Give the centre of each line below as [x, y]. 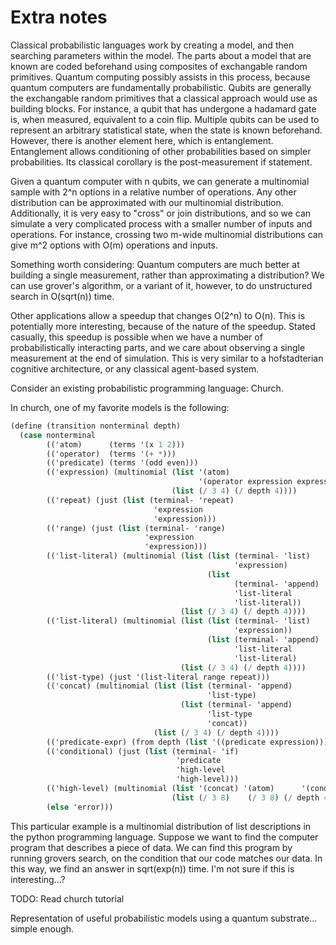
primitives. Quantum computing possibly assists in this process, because [160, 77]
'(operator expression [245, 482]
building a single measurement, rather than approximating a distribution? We [167, 275]
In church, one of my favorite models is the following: [120, 407]
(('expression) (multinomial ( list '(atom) [138, 472]
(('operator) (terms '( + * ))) [111, 454]
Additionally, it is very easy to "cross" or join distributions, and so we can [161, 213]
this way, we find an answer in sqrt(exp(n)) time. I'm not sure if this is [152, 868]
